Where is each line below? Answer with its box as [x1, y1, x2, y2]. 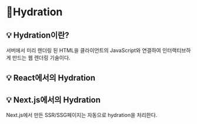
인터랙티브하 [162, 47, 191, 53]
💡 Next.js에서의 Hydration [6, 95, 101, 105]
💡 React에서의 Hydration [6, 73, 96, 83]
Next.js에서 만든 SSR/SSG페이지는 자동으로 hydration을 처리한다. [6, 112, 158, 119]
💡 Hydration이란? [6, 30, 69, 40]
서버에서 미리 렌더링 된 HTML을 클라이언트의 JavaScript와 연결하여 [6, 47, 162, 53]
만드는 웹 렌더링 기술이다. [12, 54, 71, 61]
